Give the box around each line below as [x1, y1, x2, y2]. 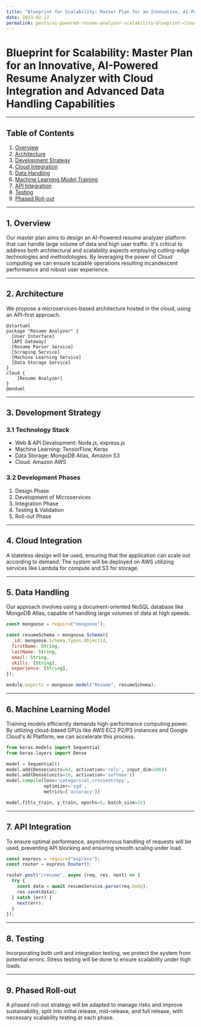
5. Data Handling [6, 587, 70, 597]
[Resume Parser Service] [11, 343, 74, 350]
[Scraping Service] [11, 349, 60, 355]
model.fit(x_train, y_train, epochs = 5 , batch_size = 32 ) [6, 800, 146, 806]
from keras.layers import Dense [6, 750, 87, 756]
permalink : [6, 20, 33, 26]
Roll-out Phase [14, 513, 52, 520]
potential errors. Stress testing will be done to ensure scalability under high [6, 956, 191, 963]
